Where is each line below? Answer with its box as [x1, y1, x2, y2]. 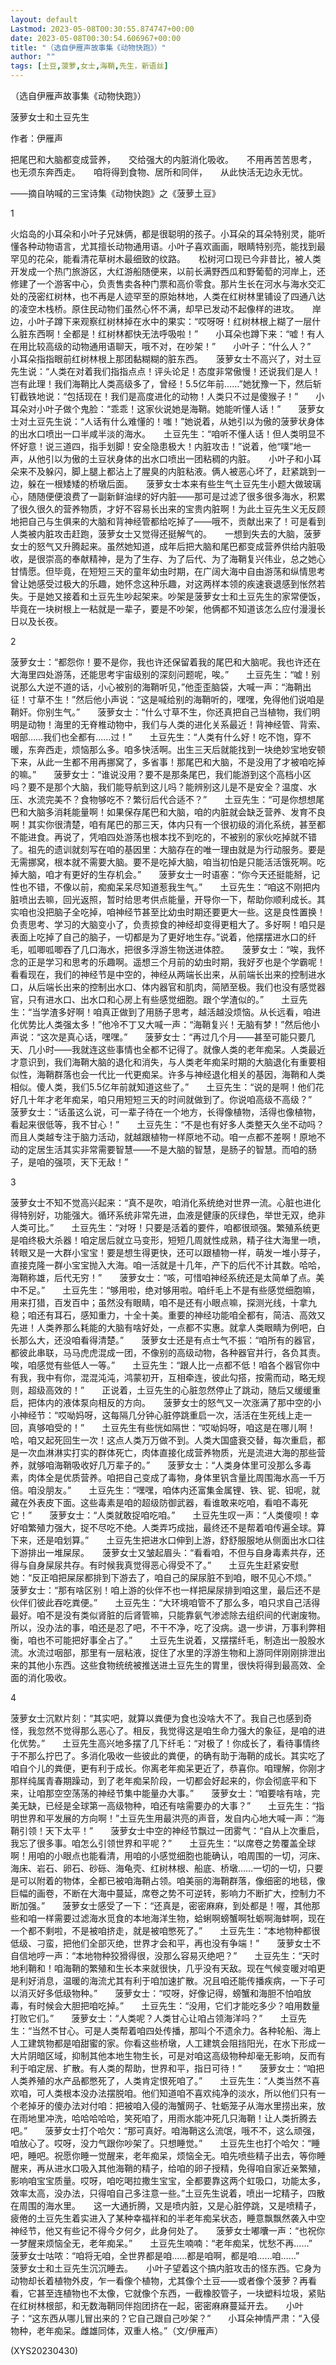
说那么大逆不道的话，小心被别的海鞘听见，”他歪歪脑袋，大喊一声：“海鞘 [10, 681, 303, 693]
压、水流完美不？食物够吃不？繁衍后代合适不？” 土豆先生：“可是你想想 [10, 794, 317, 805]
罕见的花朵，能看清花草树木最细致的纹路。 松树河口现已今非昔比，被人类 [10, 253, 322, 265]
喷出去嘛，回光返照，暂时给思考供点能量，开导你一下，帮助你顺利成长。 [18, 894, 317, 905]
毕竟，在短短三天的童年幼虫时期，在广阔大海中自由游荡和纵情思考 [53, 566, 326, 577]
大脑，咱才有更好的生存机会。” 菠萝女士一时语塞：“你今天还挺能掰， [18, 869, 312, 880]
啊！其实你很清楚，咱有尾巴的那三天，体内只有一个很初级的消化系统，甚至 [10, 819, 317, 830]
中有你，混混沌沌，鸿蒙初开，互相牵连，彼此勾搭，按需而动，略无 [44, 1372, 317, 1383]
